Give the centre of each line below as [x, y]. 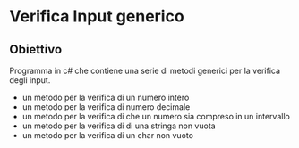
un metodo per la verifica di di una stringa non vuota [119, 126]
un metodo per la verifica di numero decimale [106, 107]
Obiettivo [36, 49]
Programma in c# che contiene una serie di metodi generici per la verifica [145, 70]
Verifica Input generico [97, 16]
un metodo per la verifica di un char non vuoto [108, 135]
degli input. [30, 80]
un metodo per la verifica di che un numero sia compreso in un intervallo [156, 116]
